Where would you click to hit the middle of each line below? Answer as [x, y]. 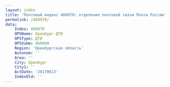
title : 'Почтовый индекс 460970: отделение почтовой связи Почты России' [86, 15]
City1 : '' [25, 67]
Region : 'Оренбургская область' [49, 48]
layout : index [21, 10]
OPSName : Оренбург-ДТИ [39, 34]
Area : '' [24, 58]
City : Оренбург [31, 62]
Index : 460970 [30, 29]
